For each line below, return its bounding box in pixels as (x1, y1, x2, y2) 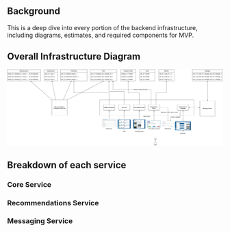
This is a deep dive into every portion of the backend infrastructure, (7, 23, 198, 31)
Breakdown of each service (7, 159, 127, 170)
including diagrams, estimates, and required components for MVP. (7, 31, 194, 39)
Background (7, 5, 60, 17)
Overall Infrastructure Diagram (7, 51, 141, 62)
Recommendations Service (7, 198, 99, 207)
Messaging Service (7, 216, 73, 226)
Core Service (7, 179, 52, 189)
